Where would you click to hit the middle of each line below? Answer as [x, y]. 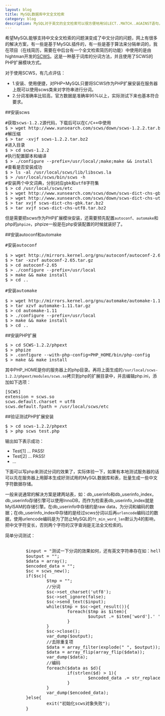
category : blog [21, 19]
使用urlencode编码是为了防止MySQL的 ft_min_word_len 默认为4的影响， [86, 519]
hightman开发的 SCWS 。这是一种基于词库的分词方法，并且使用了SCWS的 [79, 57]
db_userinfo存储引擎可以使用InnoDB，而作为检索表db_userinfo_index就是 [79, 501]
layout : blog [18, 10]
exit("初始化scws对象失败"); [78, 703]
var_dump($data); [67, 657]
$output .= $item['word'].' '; [125, 617]
